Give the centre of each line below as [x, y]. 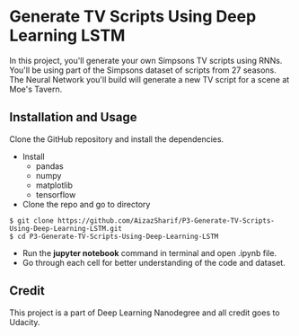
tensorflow [56, 194]
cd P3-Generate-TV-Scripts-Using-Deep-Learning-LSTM [118, 236]
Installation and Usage [73, 117]
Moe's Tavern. [36, 89]
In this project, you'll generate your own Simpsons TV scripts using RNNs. [146, 60]
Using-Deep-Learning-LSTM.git [66, 228]
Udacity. [25, 322]
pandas [50, 166]
